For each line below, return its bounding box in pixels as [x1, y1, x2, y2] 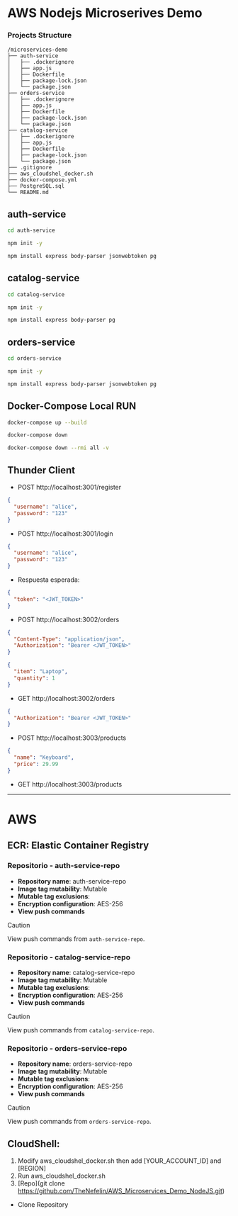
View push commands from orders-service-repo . [7, 1118, 152, 1126]
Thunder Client [7, 464, 76, 476]
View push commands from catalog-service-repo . [7, 1025, 154, 1034]
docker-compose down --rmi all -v [7, 444, 110, 451]
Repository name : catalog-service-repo [17, 968, 135, 976]
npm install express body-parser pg [7, 317, 115, 324]
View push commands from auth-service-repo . [7, 934, 145, 943]
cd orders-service [7, 355, 62, 362]
